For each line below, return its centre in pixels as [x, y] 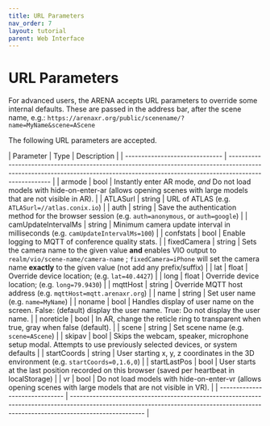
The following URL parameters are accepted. [83, 140]
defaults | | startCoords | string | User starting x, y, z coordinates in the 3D [132, 353]
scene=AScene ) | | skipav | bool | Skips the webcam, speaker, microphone [129, 336]
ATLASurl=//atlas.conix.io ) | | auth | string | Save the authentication [123, 207]
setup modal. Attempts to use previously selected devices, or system [123, 345]
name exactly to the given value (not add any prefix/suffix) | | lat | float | [128, 268]
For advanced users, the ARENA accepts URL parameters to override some [133, 101]
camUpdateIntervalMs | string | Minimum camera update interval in [120, 225]
